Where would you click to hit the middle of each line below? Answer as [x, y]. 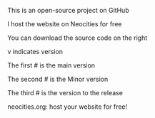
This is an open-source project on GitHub [69, 10]
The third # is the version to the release [65, 93]
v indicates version [35, 52]
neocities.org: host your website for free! [67, 107]
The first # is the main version [51, 65]
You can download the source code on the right [77, 38]
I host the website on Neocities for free [65, 24]
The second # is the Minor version [58, 79]
